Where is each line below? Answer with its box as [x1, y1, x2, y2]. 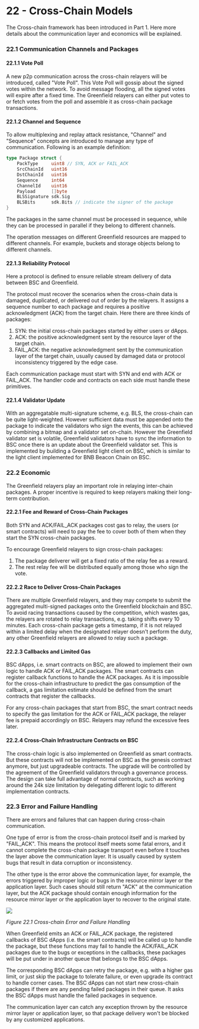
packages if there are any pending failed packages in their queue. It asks [6, 985, 184, 992]
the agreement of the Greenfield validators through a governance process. [6, 768, 188, 776]
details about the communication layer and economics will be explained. [6, 30, 182, 37]
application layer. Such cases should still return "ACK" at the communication [6, 883, 192, 890]
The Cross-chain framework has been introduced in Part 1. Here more [6, 24, 176, 31]
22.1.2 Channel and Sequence [6, 117, 81, 125]
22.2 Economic [6, 469, 51, 477]
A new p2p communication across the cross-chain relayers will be [6, 73, 168, 80]
